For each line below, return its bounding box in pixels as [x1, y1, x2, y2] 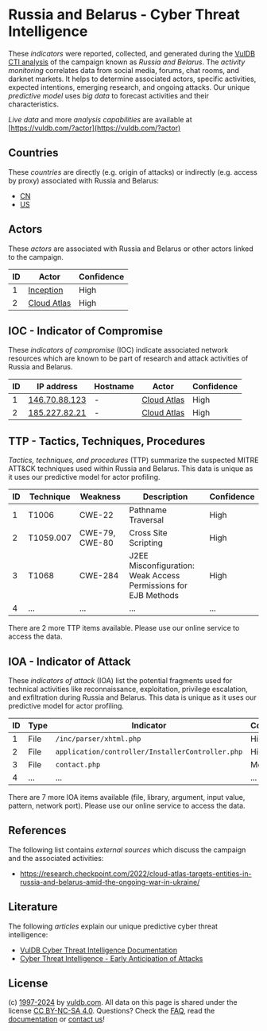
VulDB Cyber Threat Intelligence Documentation [19, 945, 178, 955]
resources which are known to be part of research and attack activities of [8, 353, 249, 363]
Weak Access [129, 570, 180, 581]
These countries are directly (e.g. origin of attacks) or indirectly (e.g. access [8, 167, 258, 176]
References [8, 824, 67, 837]
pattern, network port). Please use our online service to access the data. [8, 801, 246, 810]
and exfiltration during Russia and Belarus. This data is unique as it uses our [8, 693, 257, 702]
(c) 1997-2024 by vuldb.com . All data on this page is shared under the [8, 998, 238, 1007]
